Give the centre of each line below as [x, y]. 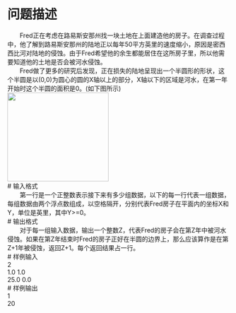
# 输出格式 [23, 221]
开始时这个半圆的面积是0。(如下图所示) [64, 88]
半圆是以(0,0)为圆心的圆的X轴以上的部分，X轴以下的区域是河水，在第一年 [120, 79]
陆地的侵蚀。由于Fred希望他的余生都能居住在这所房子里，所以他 [125, 53]
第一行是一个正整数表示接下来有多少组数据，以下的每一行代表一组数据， [125, 194]
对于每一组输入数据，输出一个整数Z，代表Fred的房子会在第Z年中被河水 [123, 230]
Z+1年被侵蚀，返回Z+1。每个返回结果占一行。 [73, 247]
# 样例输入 [23, 256]
